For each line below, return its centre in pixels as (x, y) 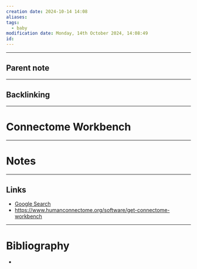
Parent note (28, 68)
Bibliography (38, 246)
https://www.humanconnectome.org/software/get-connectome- (92, 210)
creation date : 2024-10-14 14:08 (47, 11)
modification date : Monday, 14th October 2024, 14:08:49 (77, 33)
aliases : (17, 17)
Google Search (33, 204)
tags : (13, 22)
